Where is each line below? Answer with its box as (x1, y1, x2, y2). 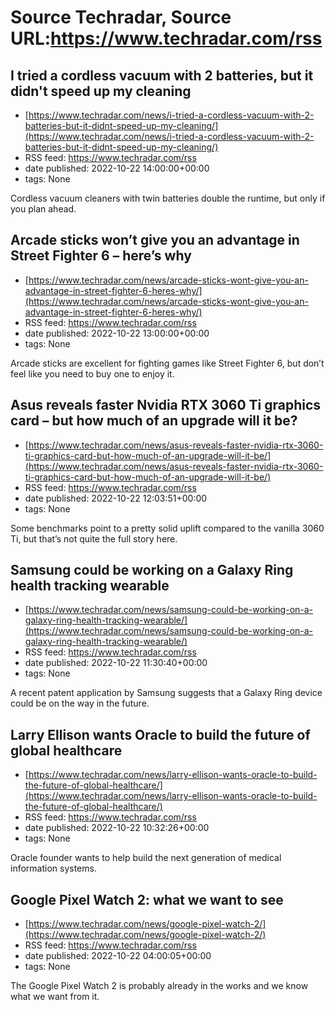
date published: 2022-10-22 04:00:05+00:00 (24, 950, 212, 962)
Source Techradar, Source (10, 6, 232, 29)
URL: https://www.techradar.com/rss (10, 27, 323, 50)
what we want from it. (10, 991, 100, 1003)
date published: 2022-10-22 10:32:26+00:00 (24, 822, 210, 834)
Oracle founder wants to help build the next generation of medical (10, 852, 282, 864)
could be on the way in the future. (10, 697, 150, 710)
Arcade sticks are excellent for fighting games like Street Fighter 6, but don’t (10, 357, 325, 369)
